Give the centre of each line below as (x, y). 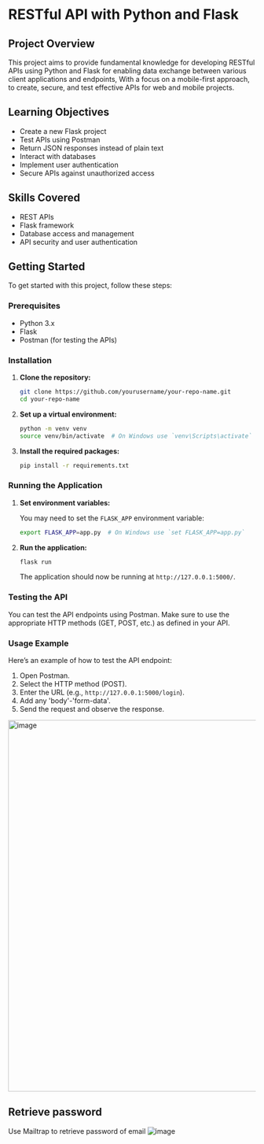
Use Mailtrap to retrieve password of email (77, 1131)
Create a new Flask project (63, 131)
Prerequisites (34, 306)
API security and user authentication (79, 242)
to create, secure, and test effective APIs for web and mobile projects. (121, 87)
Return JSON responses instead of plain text (92, 148)
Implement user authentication (69, 165)
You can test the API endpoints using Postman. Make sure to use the (119, 614)
